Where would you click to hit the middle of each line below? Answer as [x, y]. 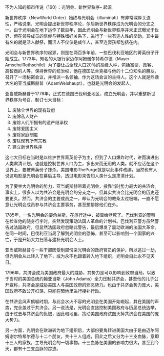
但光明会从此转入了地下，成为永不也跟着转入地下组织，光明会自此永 [73, 256]
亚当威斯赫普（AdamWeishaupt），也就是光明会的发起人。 [76, 83]
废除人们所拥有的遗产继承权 [40, 122]
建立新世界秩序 [27, 147]
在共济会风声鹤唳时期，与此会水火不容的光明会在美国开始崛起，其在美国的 [80, 301]
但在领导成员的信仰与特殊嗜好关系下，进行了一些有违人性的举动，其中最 [86, 36]
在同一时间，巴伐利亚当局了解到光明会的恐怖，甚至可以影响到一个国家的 [78, 233]
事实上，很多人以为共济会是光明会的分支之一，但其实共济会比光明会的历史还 [82, 192]
